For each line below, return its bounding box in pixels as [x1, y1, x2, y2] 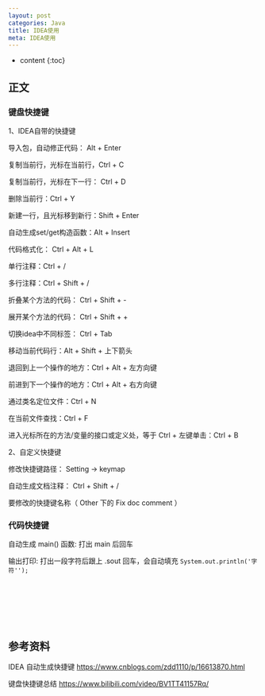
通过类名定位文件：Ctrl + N [8, 396, 97, 406]
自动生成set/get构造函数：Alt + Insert [8, 227, 131, 237]
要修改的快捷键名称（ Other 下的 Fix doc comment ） [8, 498, 182, 507]
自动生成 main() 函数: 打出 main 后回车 [8, 539, 133, 549]
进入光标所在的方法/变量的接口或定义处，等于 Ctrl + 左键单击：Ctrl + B [8, 430, 239, 440]
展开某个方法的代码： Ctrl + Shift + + [8, 312, 129, 321]
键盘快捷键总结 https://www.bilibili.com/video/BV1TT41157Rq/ [8, 679, 209, 689]
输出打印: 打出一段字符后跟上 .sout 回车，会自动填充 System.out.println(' [8, 556, 252, 566]
